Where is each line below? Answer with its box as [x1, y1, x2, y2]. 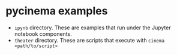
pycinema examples [5, 4, 108, 18]
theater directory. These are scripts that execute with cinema [14, 36, 165, 44]
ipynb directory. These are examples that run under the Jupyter [14, 24, 172, 31]
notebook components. [14, 30, 73, 37]
